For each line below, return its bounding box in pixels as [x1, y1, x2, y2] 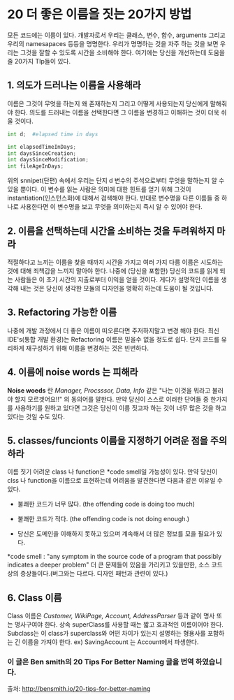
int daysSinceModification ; [7, 156, 89, 163]
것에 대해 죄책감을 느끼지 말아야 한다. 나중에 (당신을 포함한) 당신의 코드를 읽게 [7, 266, 219, 275]
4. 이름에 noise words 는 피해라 [7, 366, 138, 378]
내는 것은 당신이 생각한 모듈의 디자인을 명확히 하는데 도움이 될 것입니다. [20, 284, 214, 292]
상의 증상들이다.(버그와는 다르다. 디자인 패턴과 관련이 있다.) [7, 569, 168, 578]
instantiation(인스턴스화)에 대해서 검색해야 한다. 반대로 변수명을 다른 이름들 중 [7, 194, 220, 203]
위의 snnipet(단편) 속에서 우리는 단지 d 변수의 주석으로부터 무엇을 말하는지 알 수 [7, 176, 225, 185]
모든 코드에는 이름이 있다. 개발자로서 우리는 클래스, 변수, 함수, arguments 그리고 [7, 31, 226, 39]
